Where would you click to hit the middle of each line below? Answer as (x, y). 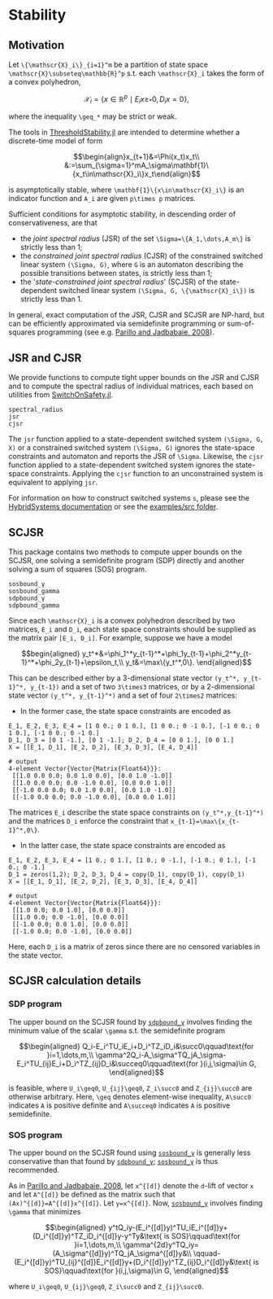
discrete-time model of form (56, 141)
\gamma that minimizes (45, 1212)
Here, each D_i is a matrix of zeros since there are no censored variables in (134, 947)
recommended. (34, 1170)
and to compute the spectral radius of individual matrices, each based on (131, 386)
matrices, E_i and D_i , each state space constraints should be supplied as (132, 629)
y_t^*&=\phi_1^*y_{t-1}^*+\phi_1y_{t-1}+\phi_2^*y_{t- (167, 654)
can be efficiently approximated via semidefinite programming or (117, 324)
